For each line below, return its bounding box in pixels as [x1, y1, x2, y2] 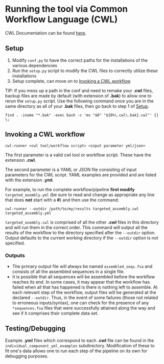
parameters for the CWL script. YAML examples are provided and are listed [5, 171, 157, 177]
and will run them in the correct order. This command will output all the [5, 224, 148, 230]
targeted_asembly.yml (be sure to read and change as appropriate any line [5, 192, 155, 197]
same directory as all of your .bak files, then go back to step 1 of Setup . [5, 103, 149, 109]
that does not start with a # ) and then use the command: [5, 197, 119, 203]
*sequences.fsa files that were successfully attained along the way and [12, 305, 156, 311]
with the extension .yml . [5, 177, 54, 183]
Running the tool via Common [5, 3, 128, 15]
